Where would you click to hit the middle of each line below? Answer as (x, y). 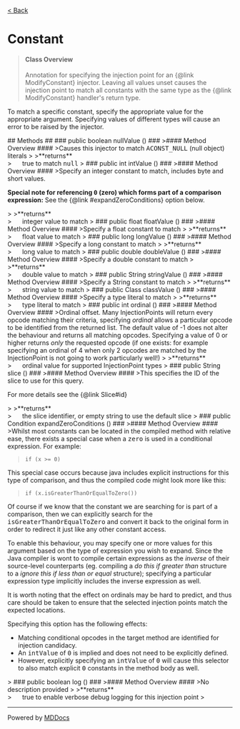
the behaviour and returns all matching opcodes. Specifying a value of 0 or (118, 336)
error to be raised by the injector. (56, 127)
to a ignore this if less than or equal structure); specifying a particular (110, 573)
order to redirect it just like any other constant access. (87, 529)
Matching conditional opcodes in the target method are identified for (118, 638)
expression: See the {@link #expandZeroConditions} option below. (106, 200)
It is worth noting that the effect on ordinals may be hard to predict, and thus (120, 595)
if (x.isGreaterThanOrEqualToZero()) (81, 493)
